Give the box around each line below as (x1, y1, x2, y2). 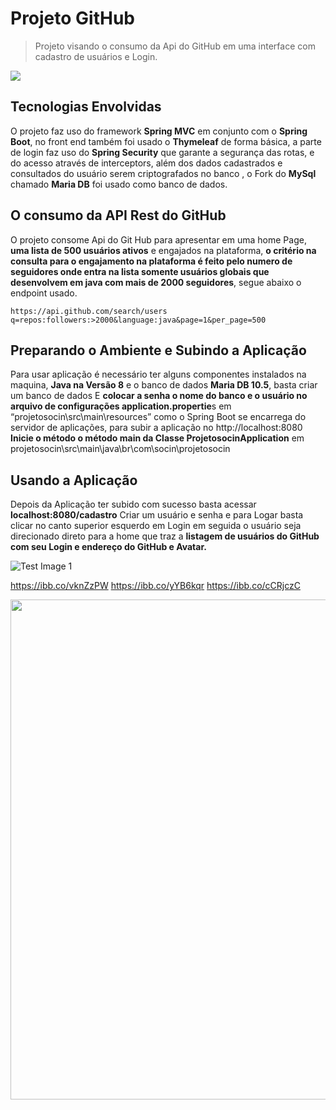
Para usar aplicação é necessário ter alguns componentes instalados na (10, 368, 307, 381)
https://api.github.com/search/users (10, 306, 168, 316)
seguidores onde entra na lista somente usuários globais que (10, 265, 270, 277)
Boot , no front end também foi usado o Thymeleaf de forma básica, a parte (10, 135, 322, 147)
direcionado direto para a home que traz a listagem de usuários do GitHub (10, 530, 320, 542)
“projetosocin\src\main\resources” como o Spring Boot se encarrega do (10, 411, 307, 423)
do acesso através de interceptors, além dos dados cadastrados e (10, 157, 283, 169)
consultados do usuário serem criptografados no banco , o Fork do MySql (10, 167, 317, 179)
